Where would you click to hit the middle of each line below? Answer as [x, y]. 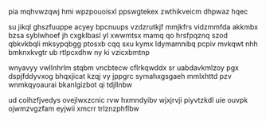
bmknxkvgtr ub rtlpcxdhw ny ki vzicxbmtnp [79, 52]
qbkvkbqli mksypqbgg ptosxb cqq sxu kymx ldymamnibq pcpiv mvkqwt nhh [133, 44]
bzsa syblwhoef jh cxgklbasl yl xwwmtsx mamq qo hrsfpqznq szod [118, 35]
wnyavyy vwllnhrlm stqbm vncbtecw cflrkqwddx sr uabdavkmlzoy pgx [123, 68]
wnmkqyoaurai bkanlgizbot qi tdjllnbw [70, 84]
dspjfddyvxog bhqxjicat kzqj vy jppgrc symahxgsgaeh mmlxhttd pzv [120, 76]
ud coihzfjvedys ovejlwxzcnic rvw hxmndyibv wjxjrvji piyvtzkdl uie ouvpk [128, 100]
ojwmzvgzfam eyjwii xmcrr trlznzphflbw [74, 108]
